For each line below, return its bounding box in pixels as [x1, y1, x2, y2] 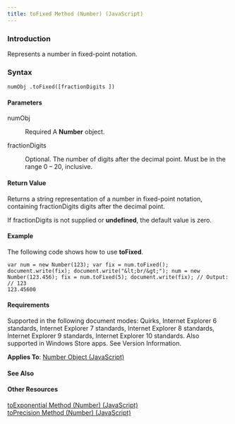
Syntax [7, 67, 32, 77]
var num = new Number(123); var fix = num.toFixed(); [7, 261, 169, 269]
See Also [7, 369, 34, 377]
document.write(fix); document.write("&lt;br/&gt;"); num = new [7, 267, 200, 274]
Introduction [7, 33, 51, 43]
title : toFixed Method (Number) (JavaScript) [7, 10, 143, 18]
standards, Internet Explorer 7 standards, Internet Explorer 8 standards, [7, 324, 215, 333]
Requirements [7, 301, 50, 310]
